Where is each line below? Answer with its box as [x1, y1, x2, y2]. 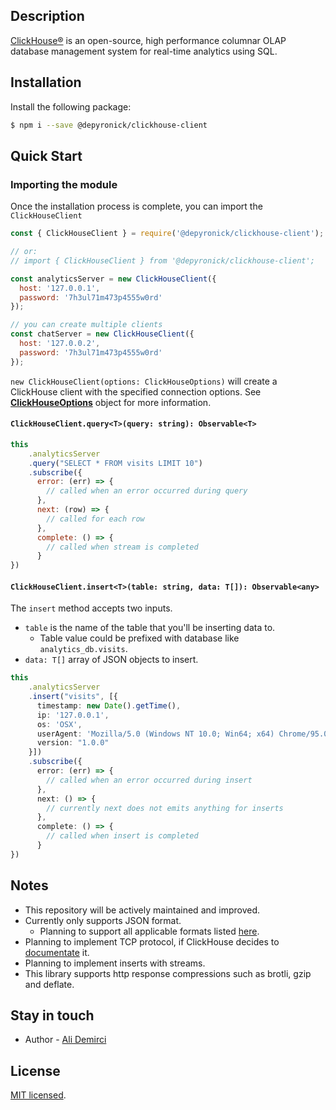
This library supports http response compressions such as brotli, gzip [24, 967, 312, 979]
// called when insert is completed [46, 831, 199, 841]
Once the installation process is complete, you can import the [10, 200, 263, 213]
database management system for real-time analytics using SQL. [10, 45, 278, 57]
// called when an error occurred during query [46, 486, 248, 496]
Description [10, 8, 85, 25]
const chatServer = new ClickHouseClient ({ [10, 329, 195, 339]
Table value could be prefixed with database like [39, 632, 240, 644]
